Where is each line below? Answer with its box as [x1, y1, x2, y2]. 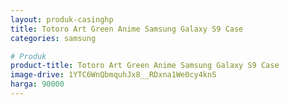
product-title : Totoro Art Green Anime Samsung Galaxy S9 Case [10, 61, 280, 71]
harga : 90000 [10, 79, 65, 90]
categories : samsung [10, 33, 97, 43]
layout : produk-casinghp [10, 14, 114, 25]
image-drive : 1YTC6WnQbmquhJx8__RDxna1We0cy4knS [10, 70, 217, 80]
